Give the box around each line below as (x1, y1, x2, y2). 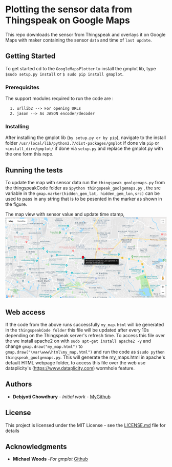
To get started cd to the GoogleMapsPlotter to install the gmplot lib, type (5, 65, 156, 71)
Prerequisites (5, 84, 39, 91)
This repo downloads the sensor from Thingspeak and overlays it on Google (5, 31, 166, 37)
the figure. (5, 201, 27, 207)
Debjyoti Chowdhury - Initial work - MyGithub (12, 394, 111, 400)
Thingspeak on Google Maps (5, 14, 131, 26)
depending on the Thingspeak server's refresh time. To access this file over (5, 332, 165, 338)
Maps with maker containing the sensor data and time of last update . (5, 37, 152, 43)
